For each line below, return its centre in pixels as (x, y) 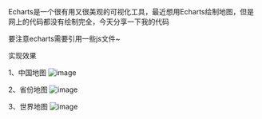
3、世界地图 (28, 107)
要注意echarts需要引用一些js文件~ (64, 39)
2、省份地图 (28, 89)
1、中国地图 (27, 73)
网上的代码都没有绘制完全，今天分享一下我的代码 (89, 22)
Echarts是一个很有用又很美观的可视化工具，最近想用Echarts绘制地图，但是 (131, 12)
